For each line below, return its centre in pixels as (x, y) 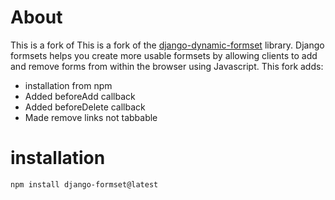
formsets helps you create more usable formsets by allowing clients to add (164, 55)
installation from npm (68, 85)
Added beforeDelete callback (85, 107)
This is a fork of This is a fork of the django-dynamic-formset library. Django (167, 45)
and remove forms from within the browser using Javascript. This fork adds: (167, 66)
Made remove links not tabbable (91, 117)
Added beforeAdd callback (80, 96)
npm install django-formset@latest (84, 184)
